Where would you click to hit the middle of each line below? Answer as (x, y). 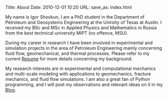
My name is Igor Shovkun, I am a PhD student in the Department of (75, 17)
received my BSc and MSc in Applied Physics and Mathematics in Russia (81, 28)
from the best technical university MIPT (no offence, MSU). (67, 33)
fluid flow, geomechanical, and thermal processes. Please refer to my (77, 53)
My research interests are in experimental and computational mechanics (80, 68)
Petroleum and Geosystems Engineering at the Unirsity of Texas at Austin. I (83, 22)
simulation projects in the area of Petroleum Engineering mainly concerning (84, 48)
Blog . (11, 90)
